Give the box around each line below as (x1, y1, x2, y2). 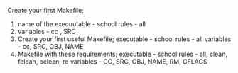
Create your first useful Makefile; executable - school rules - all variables (17, 35, 232, 43)
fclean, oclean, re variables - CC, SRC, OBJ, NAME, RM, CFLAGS (17, 57, 207, 66)
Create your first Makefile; (7, 6, 84, 14)
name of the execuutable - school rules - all (17, 20, 146, 28)
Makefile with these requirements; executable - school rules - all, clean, (17, 50, 228, 58)
